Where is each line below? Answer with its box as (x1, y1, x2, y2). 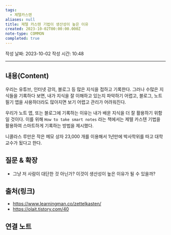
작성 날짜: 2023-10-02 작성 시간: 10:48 (5, 50, 84, 57)
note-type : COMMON (5, 31, 44, 36)
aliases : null (5, 17, 36, 22)
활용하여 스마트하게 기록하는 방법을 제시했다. (5, 122, 94, 128)
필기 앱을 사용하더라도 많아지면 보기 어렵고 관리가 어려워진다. (5, 99, 126, 105)
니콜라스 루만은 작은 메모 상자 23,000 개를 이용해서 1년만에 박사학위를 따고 (5, 133, 154, 139)
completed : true (5, 36, 40, 41)
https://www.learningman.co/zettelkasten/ (12, 201, 102, 207)
